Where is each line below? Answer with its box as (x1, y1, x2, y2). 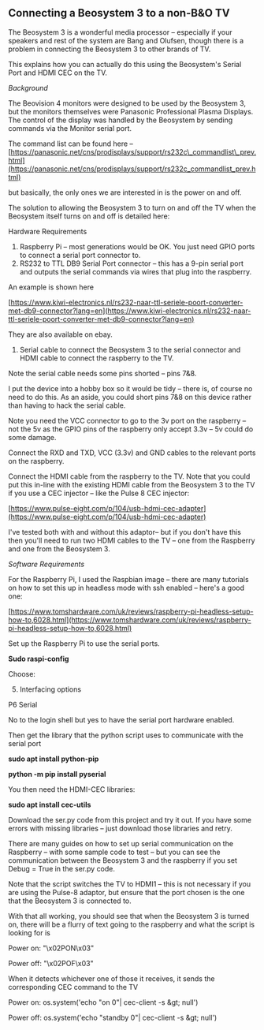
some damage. (8, 432, 57, 442)
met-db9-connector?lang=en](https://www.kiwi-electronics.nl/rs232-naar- (8, 306, 251, 315)
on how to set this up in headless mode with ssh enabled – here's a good (8, 583, 245, 592)
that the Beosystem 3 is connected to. (8, 896, 132, 905)
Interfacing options (19, 685, 81, 694)
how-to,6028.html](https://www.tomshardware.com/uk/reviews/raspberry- (8, 614, 251, 625)
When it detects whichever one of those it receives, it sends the (8, 973, 215, 983)
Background (8, 83, 49, 92)
